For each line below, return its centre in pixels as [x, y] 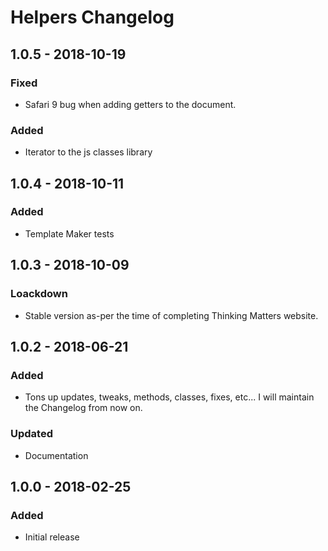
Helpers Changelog [92, 17]
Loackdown [39, 294]
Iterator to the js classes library [88, 152]
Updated [31, 434]
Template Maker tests [69, 233]
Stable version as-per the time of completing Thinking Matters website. [171, 315]
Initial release [52, 537]
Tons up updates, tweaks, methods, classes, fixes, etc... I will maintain [169, 397]
